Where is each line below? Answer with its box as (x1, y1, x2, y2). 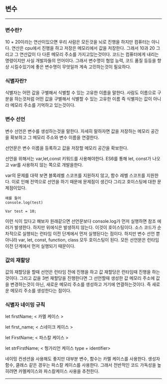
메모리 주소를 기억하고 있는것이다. (10, 102, 76, 108)
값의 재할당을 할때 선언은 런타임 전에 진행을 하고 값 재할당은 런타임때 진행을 (5, 269, 151, 275)
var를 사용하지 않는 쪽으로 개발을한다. (10, 161, 83, 168)
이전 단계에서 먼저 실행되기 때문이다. (5, 243, 76, 249)
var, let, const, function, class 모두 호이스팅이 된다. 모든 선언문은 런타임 (18, 237, 160, 243)
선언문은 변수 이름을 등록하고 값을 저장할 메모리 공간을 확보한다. (5, 145, 129, 151)
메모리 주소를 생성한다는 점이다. (10, 288, 72, 293)
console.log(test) (5, 200, 43, 205)
